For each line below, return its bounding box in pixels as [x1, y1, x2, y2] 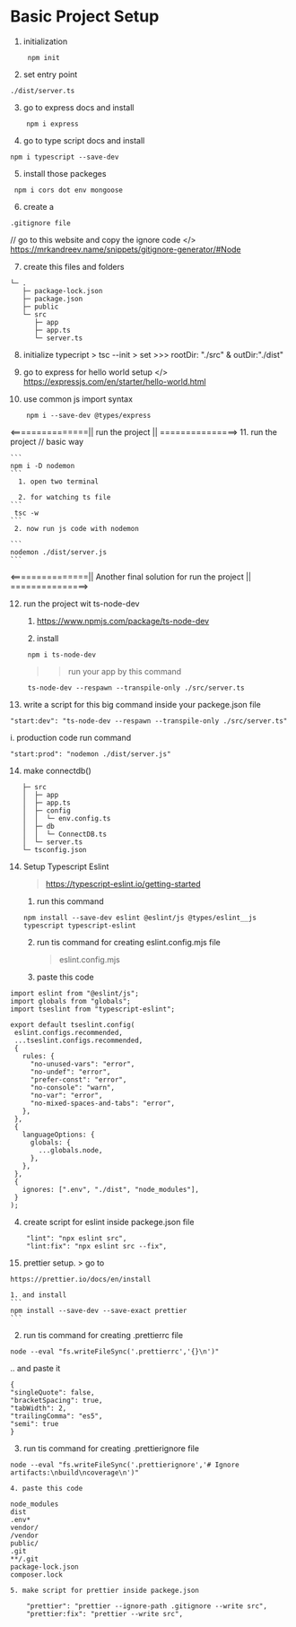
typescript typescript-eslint [22, 921, 137, 930]
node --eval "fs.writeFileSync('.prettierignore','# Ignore [10, 1460, 240, 1469]
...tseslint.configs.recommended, [13, 1036, 144, 1045]
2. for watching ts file [18, 492, 111, 501]
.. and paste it [10, 1362, 61, 1373]
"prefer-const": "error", [30, 1075, 127, 1084]
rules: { [22, 1051, 55, 1060]
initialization [22, 36, 68, 47]
